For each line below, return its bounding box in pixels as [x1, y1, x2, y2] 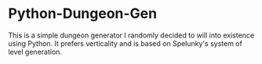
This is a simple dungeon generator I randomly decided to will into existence [8, 30, 255, 40]
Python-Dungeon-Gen [8, 5, 158, 23]
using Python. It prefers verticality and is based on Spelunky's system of [8, 38, 243, 48]
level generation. [8, 47, 63, 56]
